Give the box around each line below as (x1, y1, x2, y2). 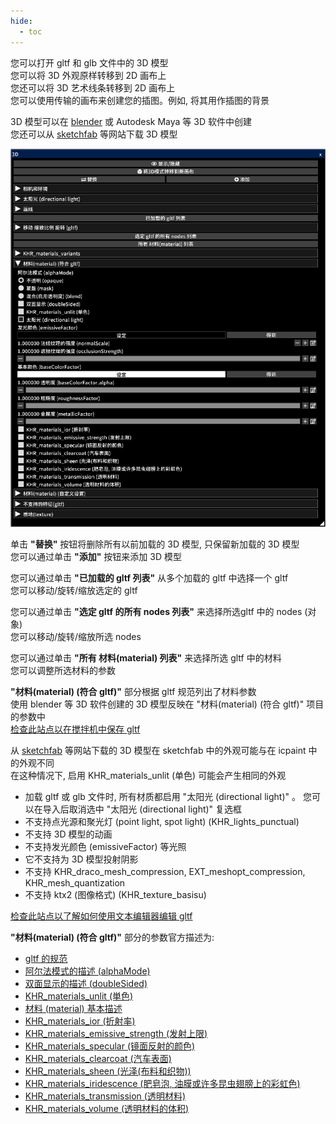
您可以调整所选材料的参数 (10, 664, 116, 676)
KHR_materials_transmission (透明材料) (24, 1090, 187, 1102)
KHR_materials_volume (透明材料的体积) (24, 1102, 190, 1114)
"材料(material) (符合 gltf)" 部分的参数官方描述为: (10, 931, 215, 943)
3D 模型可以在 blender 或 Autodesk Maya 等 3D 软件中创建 (10, 115, 252, 127)
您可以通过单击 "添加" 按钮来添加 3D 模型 (10, 550, 182, 562)
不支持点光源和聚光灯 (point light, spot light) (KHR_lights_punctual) (24, 815, 300, 827)
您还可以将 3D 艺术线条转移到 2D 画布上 (10, 81, 176, 94)
